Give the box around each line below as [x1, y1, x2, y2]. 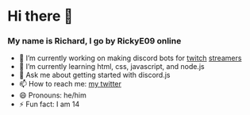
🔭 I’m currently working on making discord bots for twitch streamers [18, 53, 242, 63]
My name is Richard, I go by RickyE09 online [7, 36, 182, 47]
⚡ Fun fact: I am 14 [18, 99, 80, 109]
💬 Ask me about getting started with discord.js [18, 71, 171, 80]
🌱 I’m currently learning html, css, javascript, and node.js [18, 62, 205, 71]
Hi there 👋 [7, 7, 73, 25]
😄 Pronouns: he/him [18, 90, 87, 100]
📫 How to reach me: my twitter [18, 79, 122, 89]
